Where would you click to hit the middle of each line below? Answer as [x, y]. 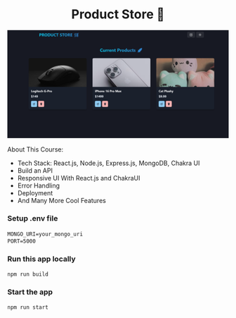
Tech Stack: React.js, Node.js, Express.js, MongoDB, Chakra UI [109, 163]
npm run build [28, 274]
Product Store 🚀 [118, 14]
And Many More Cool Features [62, 200]
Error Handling [39, 185]
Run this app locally [41, 259]
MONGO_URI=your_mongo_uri [45, 234]
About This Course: [35, 149]
